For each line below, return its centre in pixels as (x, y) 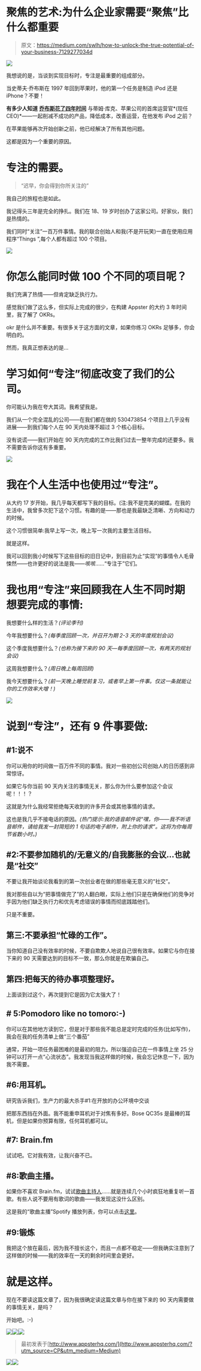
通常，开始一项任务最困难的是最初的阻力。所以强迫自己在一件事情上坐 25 (97, 1049)
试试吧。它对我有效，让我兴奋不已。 (51, 1155)
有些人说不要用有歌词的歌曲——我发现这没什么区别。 (82, 1199)
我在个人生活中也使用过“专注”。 (85, 485)
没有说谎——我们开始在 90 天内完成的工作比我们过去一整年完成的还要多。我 (100, 440)
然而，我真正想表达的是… (37, 347)
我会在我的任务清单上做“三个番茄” (48, 1036)
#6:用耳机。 (28, 1085)
